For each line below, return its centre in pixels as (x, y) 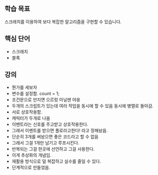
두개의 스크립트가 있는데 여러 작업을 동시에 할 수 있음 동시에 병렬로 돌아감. (82, 106)
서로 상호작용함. (27, 112)
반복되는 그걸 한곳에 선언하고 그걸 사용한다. (53, 149)
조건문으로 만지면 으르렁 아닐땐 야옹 (46, 100)
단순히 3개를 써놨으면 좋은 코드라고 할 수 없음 (55, 137)
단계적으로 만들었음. (31, 168)
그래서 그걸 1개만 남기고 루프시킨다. (46, 143)
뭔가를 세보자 (24, 87)
